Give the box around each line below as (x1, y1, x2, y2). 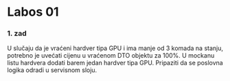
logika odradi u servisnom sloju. (7, 66, 97, 74)
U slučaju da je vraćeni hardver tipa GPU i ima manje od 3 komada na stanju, (7, 44, 224, 52)
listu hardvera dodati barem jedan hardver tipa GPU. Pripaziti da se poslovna (7, 59, 223, 67)
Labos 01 (7, 4, 60, 20)
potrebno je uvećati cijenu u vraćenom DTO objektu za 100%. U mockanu (7, 51, 215, 60)
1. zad (7, 29, 27, 38)
